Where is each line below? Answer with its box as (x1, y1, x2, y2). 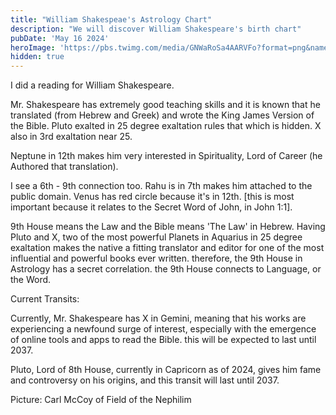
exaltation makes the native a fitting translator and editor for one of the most (10, 242, 325, 254)
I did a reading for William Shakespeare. (10, 79, 175, 91)
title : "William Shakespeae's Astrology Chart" (10, 14, 213, 25)
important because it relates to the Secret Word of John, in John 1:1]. (10, 201, 293, 213)
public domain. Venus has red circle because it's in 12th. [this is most (10, 191, 295, 203)
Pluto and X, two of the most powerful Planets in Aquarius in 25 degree (10, 231, 303, 243)
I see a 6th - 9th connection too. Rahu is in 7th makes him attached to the (10, 180, 313, 192)
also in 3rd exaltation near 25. (10, 131, 133, 143)
